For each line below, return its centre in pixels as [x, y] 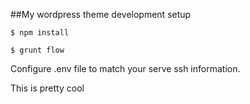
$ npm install [40, 33]
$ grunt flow [37, 50]
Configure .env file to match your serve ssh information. [125, 68]
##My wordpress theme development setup [101, 14]
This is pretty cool [47, 88]
